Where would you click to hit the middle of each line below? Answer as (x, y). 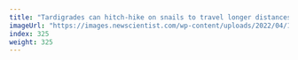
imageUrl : (27, 26)
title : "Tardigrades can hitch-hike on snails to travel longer (130, 17)
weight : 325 (31, 42)
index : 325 (29, 34)
